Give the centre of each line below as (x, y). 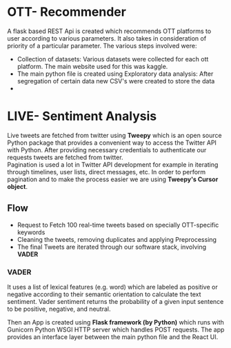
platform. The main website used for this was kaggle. (92, 66)
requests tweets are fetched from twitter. (65, 157)
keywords (31, 232)
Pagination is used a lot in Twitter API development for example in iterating (113, 164)
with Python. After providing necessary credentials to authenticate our (107, 150)
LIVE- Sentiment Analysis (82, 116)
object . (17, 186)
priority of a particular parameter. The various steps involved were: (102, 45)
